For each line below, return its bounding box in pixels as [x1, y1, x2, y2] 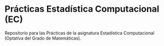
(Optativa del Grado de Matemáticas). [4, 35, 82, 41]
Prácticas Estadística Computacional [4, 3, 160, 15]
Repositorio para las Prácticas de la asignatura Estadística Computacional [4, 30, 155, 36]
